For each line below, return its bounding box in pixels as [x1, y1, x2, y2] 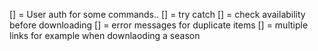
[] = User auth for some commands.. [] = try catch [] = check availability [9, 9, 306, 20]
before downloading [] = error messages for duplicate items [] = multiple [9, 19, 309, 31]
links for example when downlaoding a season [9, 30, 201, 41]
